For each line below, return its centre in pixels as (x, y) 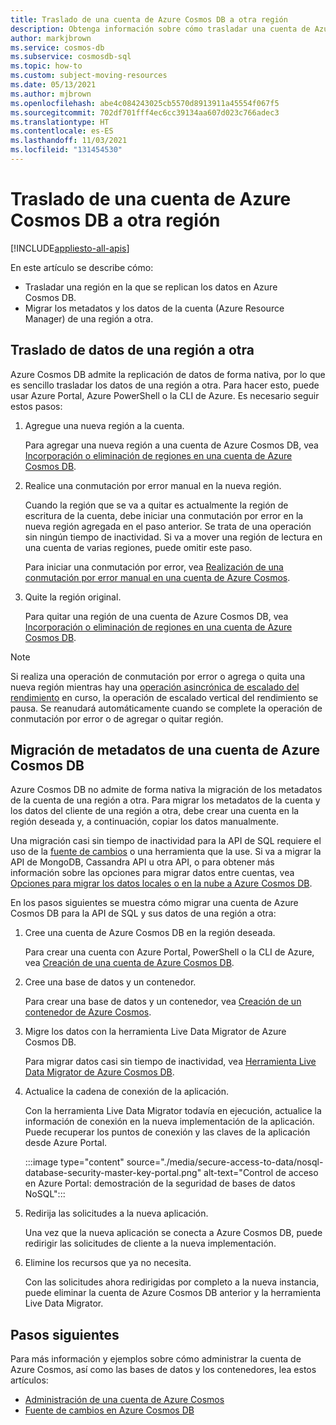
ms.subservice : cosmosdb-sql (71, 57)
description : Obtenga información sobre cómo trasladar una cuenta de (160, 29)
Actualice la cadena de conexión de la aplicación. (127, 1092)
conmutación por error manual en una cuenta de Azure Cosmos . (157, 577)
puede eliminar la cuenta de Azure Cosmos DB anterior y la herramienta (173, 1293)
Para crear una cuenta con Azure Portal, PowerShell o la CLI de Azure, (169, 952)
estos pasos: (36, 406)
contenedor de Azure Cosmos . (88, 1012)
